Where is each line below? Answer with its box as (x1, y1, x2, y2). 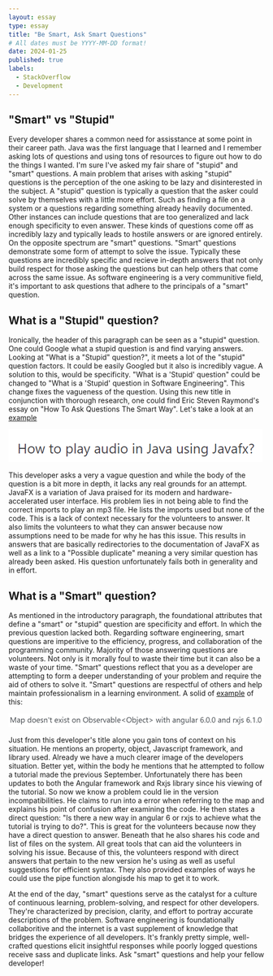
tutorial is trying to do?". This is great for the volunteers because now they (8, 821, 257, 831)
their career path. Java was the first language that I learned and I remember (8, 143, 262, 153)
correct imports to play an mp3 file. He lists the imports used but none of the (8, 505, 265, 515)
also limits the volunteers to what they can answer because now (8, 522, 223, 532)
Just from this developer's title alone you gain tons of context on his (8, 734, 236, 744)
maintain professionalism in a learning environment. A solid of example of (8, 688, 254, 699)
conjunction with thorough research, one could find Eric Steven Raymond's (8, 395, 260, 406)
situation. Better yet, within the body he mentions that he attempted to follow (8, 760, 265, 770)
